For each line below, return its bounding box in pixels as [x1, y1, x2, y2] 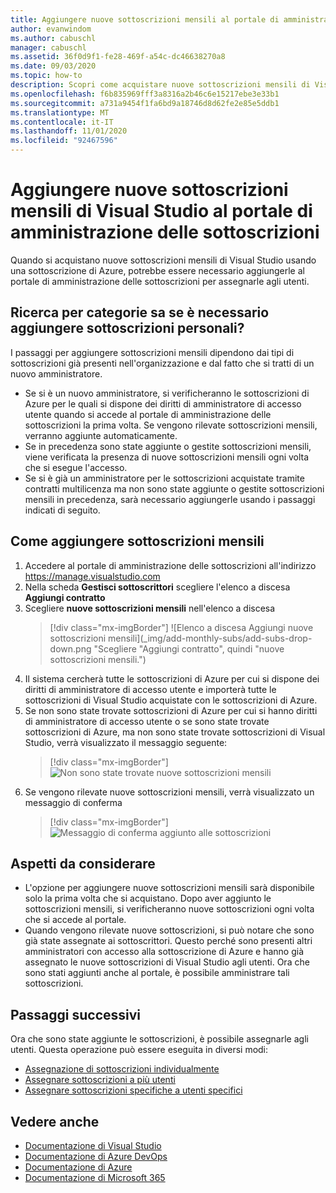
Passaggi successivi [10, 1006, 142, 1023]
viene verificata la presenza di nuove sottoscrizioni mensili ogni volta [24, 451, 310, 463]
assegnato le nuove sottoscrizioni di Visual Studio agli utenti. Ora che [24, 956, 310, 968]
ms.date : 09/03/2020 [10, 61, 97, 71]
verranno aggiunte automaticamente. [24, 429, 178, 441]
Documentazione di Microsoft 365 [24, 1172, 166, 1183]
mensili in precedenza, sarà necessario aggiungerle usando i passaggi [24, 493, 316, 505]
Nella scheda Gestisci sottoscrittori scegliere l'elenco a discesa [24, 581, 291, 593]
